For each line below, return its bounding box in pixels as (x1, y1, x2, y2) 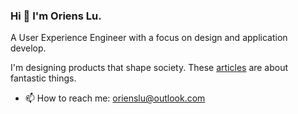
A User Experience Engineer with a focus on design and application (10, 32, 288, 44)
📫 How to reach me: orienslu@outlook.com (24, 92, 206, 104)
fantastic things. (10, 72, 77, 84)
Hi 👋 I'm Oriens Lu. (10, 9, 102, 23)
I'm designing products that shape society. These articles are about (10, 62, 289, 74)
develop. (10, 42, 47, 54)
